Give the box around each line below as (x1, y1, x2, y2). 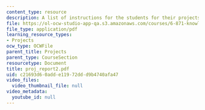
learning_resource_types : (6, 32, 72, 38)
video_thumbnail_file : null (12, 83, 84, 89)
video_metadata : (6, 89, 48, 95)
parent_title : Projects (6, 49, 67, 55)
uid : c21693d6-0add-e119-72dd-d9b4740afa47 (6, 71, 119, 78)
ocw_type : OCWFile (6, 43, 53, 50)
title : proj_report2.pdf (6, 65, 70, 72)
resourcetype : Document (6, 60, 67, 66)
